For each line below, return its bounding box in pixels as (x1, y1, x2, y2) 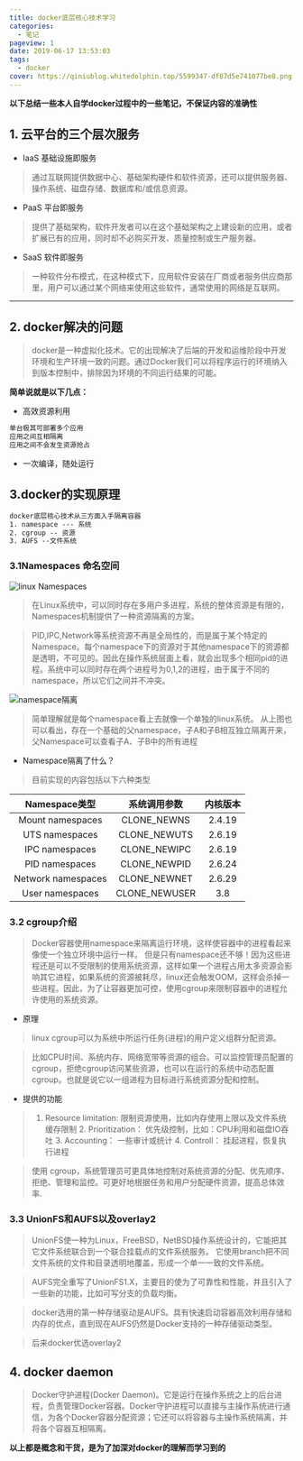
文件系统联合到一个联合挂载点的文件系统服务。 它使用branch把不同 (39, 1246, 289, 1257)
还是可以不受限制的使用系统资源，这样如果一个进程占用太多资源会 (39, 960, 285, 970)
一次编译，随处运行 (22, 458, 95, 469)
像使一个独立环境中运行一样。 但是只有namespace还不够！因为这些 (31, 949, 283, 960)
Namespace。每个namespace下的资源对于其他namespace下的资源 (31, 641, 282, 652)
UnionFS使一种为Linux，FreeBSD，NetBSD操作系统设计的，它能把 (31, 1235, 280, 1245)
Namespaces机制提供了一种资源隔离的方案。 (31, 611, 200, 621)
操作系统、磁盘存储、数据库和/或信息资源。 (31, 182, 193, 194)
